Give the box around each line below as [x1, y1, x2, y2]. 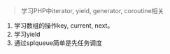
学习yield [13, 30, 41, 38]
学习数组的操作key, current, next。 [13, 21, 114, 30]
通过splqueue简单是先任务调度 [13, 39, 103, 47]
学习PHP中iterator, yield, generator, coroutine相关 [20, 7, 164, 15]
